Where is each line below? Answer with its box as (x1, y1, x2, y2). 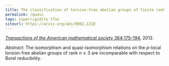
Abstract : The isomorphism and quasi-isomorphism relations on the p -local (5, 44, 161, 50)
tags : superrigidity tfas (5, 16, 59, 21)
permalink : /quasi (5, 12, 44, 17)
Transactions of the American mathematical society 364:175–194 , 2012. (5, 35, 154, 41)
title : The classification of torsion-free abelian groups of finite (5, 7, 154, 12)
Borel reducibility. (5, 55, 42, 61)
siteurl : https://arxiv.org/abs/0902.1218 (5, 21, 96, 26)
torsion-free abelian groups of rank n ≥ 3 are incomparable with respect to (5, 50, 160, 56)
